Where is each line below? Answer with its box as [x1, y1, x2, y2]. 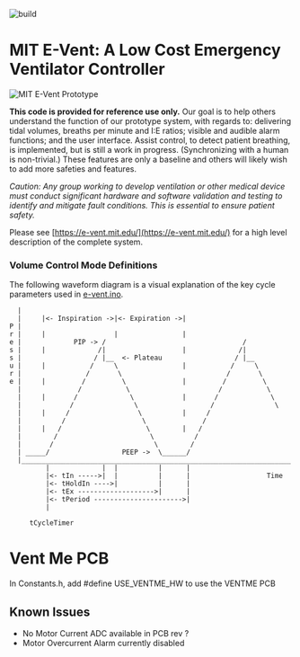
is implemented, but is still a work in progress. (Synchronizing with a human [9, 144, 289, 155]
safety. [9, 209, 35, 220]
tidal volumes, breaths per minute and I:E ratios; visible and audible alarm [9, 125, 280, 136]
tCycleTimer [29, 519, 75, 528]
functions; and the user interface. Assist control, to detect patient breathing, [9, 135, 291, 146]
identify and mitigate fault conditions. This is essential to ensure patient [9, 200, 276, 210]
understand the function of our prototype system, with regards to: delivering [9, 115, 292, 126]
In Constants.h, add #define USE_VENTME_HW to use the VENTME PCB [9, 578, 276, 589]
